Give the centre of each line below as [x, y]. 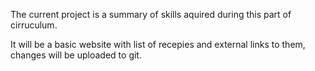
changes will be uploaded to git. [76, 55]
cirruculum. [34, 25]
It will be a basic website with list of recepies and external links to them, [158, 44]
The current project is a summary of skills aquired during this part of [151, 14]
